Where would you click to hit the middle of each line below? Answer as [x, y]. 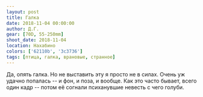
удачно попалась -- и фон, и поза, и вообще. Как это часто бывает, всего [101, 81]
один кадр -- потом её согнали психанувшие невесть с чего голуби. [95, 87]
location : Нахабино [31, 46]
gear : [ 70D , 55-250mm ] [35, 35]
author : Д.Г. [23, 29]
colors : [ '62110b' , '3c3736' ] [45, 52]
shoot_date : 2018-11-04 [36, 40]
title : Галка [23, 18]
